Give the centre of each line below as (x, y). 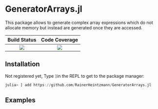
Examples (20, 100)
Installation (22, 64)
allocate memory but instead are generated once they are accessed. (74, 27)
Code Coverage (60, 40)
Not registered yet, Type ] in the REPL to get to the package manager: (75, 76)
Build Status (22, 40)
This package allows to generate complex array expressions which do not (79, 22)
